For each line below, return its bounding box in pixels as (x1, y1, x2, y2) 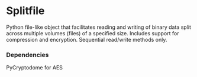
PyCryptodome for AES (6, 64, 63, 71)
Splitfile (6, 4, 45, 18)
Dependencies (6, 51, 49, 59)
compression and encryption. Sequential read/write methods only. (6, 36, 167, 43)
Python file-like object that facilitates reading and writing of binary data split (6, 24, 191, 31)
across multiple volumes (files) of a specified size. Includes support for (6, 29, 179, 36)
